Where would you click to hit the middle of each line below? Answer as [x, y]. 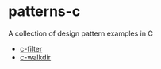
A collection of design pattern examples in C [80, 33]
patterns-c [44, 11]
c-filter [31, 48]
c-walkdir [35, 57]
